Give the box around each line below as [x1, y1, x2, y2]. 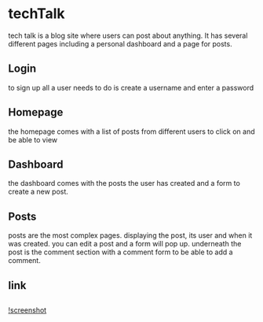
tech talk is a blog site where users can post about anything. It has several [8, 31, 248, 40]
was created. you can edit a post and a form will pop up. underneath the [8, 239, 242, 249]
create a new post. [8, 187, 69, 197]
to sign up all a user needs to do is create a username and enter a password [8, 83, 254, 92]
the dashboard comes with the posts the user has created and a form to [8, 179, 241, 188]
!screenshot [8, 305, 47, 315]
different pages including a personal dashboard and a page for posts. [8, 39, 233, 48]
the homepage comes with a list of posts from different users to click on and [8, 127, 255, 136]
